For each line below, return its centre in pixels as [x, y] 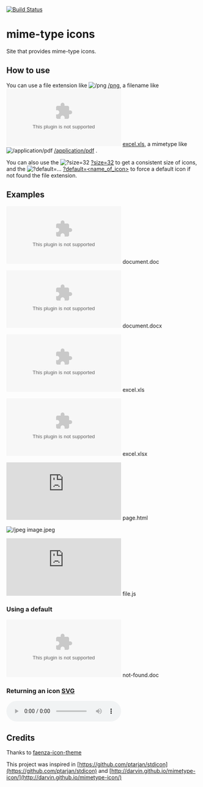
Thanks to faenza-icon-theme [44, 752]
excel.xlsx [135, 453]
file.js [129, 593]
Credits [21, 738]
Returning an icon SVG [41, 691]
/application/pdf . [76, 150]
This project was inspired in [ [43, 764]
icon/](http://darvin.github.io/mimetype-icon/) [64, 777]
